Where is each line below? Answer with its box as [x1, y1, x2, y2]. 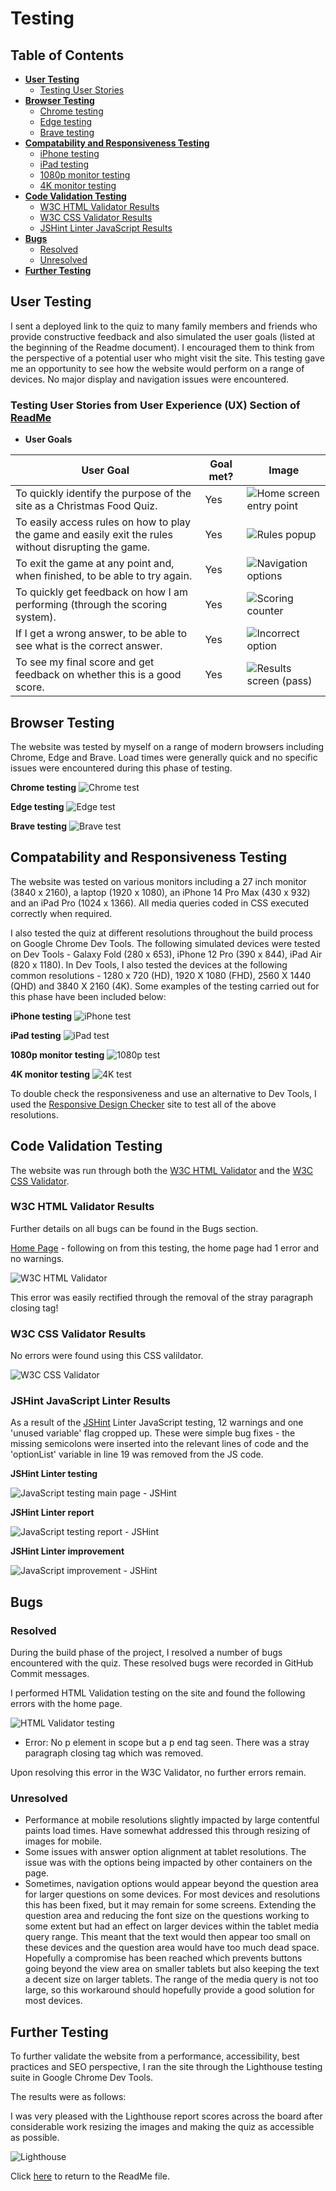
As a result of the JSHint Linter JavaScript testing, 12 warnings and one [10, 1417, 304, 1429]
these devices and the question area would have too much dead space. [24, 1942, 320, 1954]
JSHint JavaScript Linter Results [10, 1394, 171, 1408]
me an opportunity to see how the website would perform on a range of [10, 362, 305, 374]
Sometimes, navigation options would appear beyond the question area [24, 1878, 319, 1890]
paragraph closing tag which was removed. [24, 1747, 204, 1759]
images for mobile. [24, 1835, 102, 1847]
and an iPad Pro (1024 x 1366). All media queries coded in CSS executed [10, 897, 310, 909]
